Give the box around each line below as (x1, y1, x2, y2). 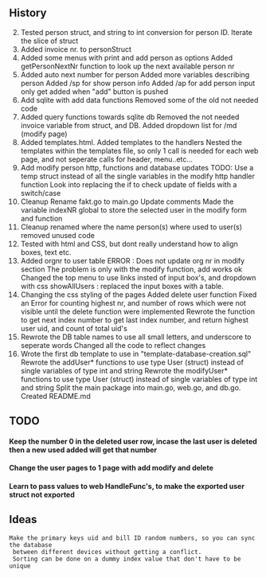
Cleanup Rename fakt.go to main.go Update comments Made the (20, 197, 234, 206)
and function (20, 213, 63, 223)
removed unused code (20, 230, 95, 240)
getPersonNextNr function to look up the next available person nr (20, 61, 235, 71)
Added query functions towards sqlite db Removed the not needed (20, 111, 240, 122)
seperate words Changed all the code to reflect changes (20, 340, 206, 350)
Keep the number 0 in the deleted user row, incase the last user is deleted (9, 436, 257, 446)
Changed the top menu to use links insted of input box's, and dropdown (20, 272, 256, 282)
